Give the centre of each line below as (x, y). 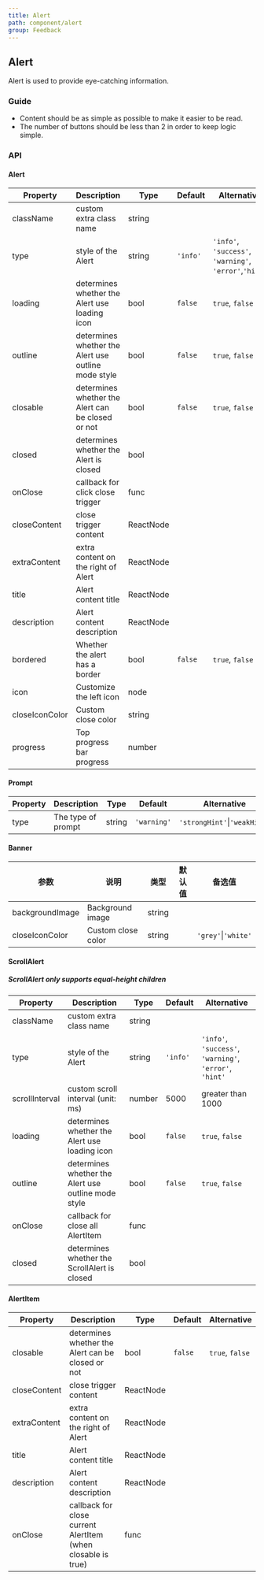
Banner (20, 848)
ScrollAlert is (91, 1267)
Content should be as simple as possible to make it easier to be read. (131, 118)
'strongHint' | (204, 822)
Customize (95, 687)
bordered (29, 659)
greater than (224, 1093)
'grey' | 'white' (224, 936)
